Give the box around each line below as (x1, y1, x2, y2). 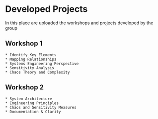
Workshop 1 (5, 40, 43, 48)
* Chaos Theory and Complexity (5, 70, 70, 75)
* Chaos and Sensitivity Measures (5, 105, 77, 110)
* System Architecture (5, 96, 52, 101)
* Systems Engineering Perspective (5, 61, 79, 66)
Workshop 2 (5, 83, 44, 92)
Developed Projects (5, 3, 88, 15)
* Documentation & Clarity (5, 109, 61, 114)
